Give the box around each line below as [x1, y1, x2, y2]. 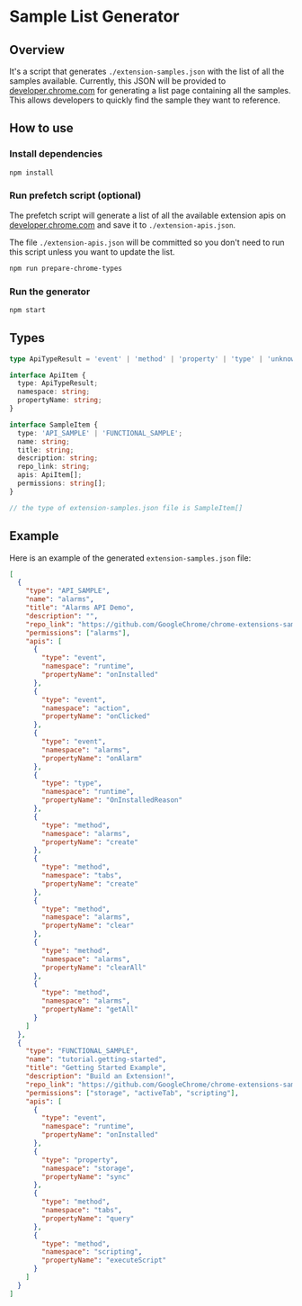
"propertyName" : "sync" [41, 1172, 130, 1181]
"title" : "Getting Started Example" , [25, 1064, 167, 1073]
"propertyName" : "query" [41, 1213, 135, 1223]
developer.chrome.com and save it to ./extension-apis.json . [9, 219, 236, 230]
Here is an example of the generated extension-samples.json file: [9, 552, 252, 563]
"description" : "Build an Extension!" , [25, 1072, 175, 1081]
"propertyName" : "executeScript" [41, 1256, 167, 1265]
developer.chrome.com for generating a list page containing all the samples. [9, 86, 291, 95]
